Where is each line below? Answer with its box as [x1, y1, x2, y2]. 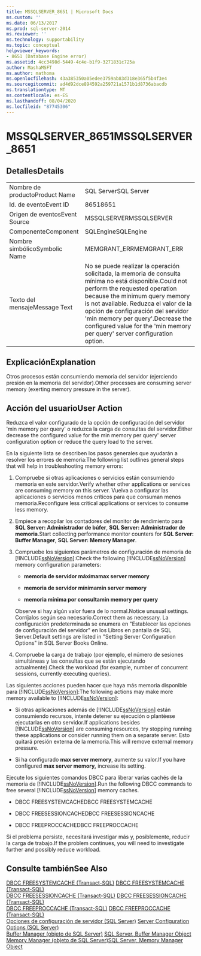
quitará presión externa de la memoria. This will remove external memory [14, 738, 194, 745]
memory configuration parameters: [14, 561, 102, 569]
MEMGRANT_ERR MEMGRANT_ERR [84, 244, 184, 252]
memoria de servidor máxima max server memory [23, 573, 150, 580]
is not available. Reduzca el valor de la [84, 299, 192, 308]
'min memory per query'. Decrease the [84, 314, 192, 323]
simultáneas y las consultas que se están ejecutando [14, 657, 145, 665]
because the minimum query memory [84, 291, 190, 300]
